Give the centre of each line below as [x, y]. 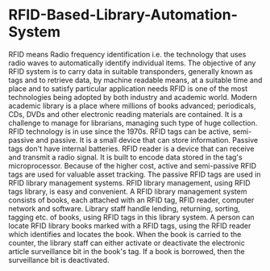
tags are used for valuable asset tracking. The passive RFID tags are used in [135, 174]
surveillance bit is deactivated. [59, 260]
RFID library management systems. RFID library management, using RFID [130, 182]
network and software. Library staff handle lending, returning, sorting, [124, 208]
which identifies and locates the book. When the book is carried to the [125, 234]
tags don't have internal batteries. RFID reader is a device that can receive [131, 148]
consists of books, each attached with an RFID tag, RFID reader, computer [131, 200]
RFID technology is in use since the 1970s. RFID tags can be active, [120, 131]
